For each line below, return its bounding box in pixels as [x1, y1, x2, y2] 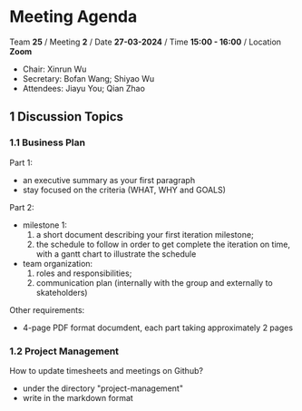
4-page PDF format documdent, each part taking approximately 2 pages [22, 322, 293, 333]
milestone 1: [22, 220, 68, 230]
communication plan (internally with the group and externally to [35, 277, 274, 288]
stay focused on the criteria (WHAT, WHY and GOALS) [22, 184, 227, 195]
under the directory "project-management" [22, 383, 184, 394]
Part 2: [9, 201, 34, 212]
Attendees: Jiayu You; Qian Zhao [22, 83, 145, 93]
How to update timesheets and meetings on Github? [9, 365, 204, 376]
